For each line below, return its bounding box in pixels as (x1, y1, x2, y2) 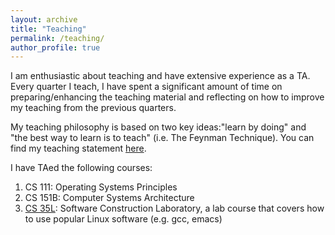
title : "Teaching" (10, 24, 87, 34)
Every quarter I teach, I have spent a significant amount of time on (10, 81, 283, 93)
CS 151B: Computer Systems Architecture (24, 192, 195, 204)
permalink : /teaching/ (10, 33, 105, 43)
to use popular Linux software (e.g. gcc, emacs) (24, 213, 223, 225)
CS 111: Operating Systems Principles (24, 181, 178, 193)
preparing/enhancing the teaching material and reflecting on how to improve (10, 91, 325, 103)
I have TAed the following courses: (10, 162, 153, 174)
